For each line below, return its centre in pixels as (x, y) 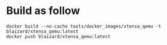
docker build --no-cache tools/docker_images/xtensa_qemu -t (84, 26)
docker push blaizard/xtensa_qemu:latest (58, 36)
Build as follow (43, 11)
